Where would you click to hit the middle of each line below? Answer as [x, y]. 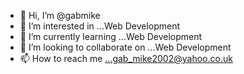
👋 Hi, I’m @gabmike [60, 15]
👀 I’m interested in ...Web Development [100, 26]
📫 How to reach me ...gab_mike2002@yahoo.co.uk [126, 58]
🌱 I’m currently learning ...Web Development [111, 36]
